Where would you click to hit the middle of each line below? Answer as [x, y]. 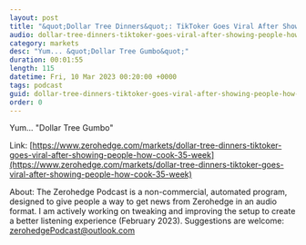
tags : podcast [36, 85]
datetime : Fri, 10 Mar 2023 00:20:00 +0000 [93, 77]
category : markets [44, 43]
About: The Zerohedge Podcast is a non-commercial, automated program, [148, 192]
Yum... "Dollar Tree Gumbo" [61, 128]
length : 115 [32, 69]
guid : [20, 93]
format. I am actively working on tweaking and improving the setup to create [153, 211]
